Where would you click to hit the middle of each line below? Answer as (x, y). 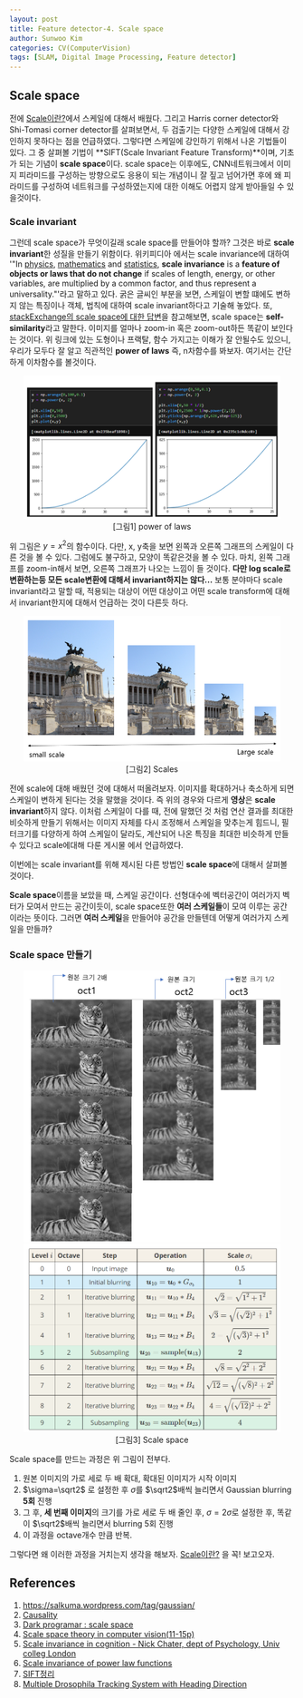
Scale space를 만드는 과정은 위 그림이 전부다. (90, 1459)
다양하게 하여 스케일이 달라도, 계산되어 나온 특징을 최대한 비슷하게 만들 (165, 834)
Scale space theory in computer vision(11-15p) (109, 1634)
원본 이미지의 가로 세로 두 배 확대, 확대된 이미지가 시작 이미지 (130, 1478)
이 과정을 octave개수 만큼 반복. (77, 1535)
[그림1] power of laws (152, 526)
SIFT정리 (38, 1674)
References (43, 1583)
